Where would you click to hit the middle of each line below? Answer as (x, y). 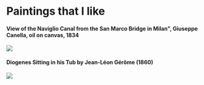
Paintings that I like (56, 11)
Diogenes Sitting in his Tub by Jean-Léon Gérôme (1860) (80, 62)
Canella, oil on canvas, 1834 (43, 35)
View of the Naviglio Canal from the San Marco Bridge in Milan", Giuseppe (102, 28)
